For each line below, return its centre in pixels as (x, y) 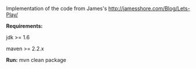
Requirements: (24, 26)
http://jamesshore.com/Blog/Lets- (149, 8)
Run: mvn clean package (36, 60)
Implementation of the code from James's (56, 8)
